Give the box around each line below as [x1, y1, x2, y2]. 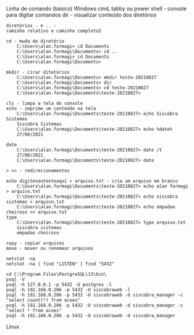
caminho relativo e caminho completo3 [6, 28, 101, 34]
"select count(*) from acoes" [6, 297, 81, 303]
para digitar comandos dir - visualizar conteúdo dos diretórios [6, 11, 157, 18]
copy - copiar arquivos [6, 240, 65, 246]
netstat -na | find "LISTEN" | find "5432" [6, 261, 115, 267]
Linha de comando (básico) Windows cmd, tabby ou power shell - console [6, 5, 187, 12]
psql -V [6, 276, 25, 282]
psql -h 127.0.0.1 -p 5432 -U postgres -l [6, 282, 112, 288]
